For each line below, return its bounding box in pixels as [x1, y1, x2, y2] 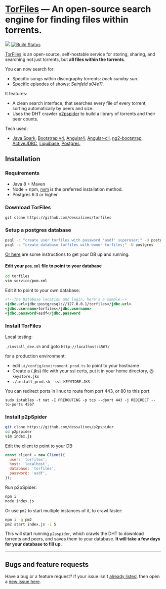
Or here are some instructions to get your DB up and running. [5, 251, 130, 257]
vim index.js [5, 434, 32, 439]
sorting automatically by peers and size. [12, 105, 94, 111]
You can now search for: [5, 66, 55, 72]
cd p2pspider [5, 429, 32, 434]
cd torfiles [5, 274, 30, 279]
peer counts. [12, 116, 39, 122]
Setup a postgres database [5, 227, 72, 234]
